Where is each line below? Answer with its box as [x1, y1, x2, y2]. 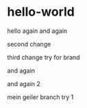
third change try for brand [7, 53, 80, 62]
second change [7, 40, 51, 48]
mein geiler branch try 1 [7, 93, 74, 101]
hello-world [7, 4, 75, 20]
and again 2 [7, 79, 41, 87]
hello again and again [7, 27, 68, 35]
